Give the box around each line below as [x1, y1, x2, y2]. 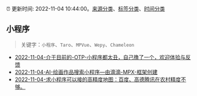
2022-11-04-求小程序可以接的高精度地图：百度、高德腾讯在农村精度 [14, 76, 181, 83]
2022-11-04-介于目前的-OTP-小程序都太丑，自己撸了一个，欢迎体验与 [14, 53, 186, 60]
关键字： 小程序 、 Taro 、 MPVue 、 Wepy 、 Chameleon [20, 41, 135, 48]
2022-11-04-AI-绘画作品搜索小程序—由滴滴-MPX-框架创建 [14, 68, 158, 75]
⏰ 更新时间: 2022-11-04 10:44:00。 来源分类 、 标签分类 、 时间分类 [6, 5, 165, 12]
